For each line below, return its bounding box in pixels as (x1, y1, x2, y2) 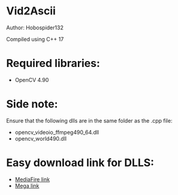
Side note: (6, 97, 58, 111)
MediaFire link (14, 175, 50, 183)
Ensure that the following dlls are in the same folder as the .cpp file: (6, 117, 173, 124)
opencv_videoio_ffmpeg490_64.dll (14, 129, 99, 136)
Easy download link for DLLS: (6, 156, 155, 169)
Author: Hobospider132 (6, 24, 64, 31)
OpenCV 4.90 (14, 76, 49, 83)
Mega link (14, 182, 40, 189)
